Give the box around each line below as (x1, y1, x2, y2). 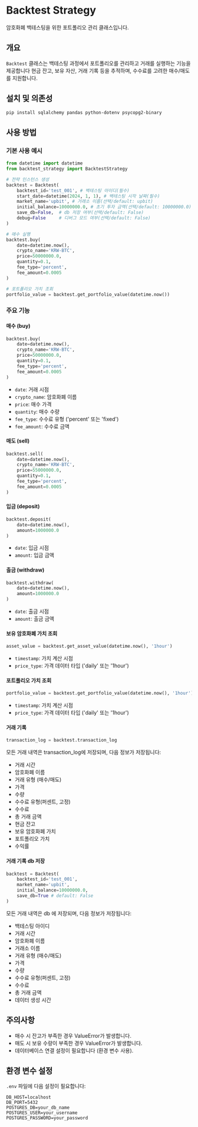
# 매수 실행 (6, 231, 31, 237)
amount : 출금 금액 (14, 615, 55, 622)
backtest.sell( (6, 451, 44, 457)
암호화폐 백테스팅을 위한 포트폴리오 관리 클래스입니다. (6, 24, 129, 31)
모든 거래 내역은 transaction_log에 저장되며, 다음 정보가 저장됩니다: (6, 749, 161, 756)
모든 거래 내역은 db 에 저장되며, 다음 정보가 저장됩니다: (6, 909, 132, 917)
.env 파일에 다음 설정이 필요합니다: (6, 1083, 86, 1090)
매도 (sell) (6, 437, 30, 444)
